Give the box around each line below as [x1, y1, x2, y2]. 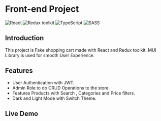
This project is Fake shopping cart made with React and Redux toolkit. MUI [5, 47, 157, 53]
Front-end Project [5, 3, 79, 15]
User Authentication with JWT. [12, 80, 75, 86]
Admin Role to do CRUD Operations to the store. [12, 85, 110, 91]
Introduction [5, 34, 44, 42]
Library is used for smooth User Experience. [5, 52, 95, 58]
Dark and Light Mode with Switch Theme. [12, 95, 97, 101]
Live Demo [5, 109, 38, 118]
